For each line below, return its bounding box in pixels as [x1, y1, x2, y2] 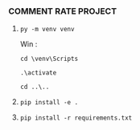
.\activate [19, 69, 57, 77]
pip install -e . [19, 99, 79, 107]
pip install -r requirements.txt [19, 114, 133, 122]
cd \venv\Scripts [19, 55, 79, 63]
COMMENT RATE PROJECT [8, 6, 117, 17]
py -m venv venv [19, 26, 75, 34]
